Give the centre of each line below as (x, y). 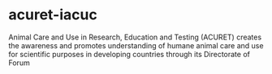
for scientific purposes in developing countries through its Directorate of (129, 54)
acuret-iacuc (53, 15)
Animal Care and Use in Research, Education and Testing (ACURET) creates (135, 37)
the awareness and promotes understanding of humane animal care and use (136, 45)
